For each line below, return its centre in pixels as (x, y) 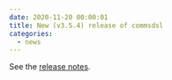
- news (29, 42)
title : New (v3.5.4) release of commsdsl (86, 25)
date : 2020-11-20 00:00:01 (59, 17)
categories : (31, 33)
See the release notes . (50, 67)
